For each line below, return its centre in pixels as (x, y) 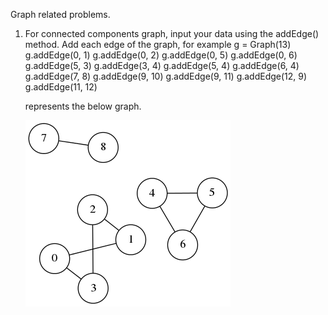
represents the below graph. (83, 106)
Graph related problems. (60, 14)
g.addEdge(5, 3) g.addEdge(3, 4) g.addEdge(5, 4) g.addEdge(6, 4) (162, 65)
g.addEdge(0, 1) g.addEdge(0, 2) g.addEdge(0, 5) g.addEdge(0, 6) (161, 55)
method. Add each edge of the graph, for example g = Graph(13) (158, 44)
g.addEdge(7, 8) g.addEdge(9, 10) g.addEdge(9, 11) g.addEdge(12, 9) (166, 76)
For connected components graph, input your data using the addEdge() (172, 33)
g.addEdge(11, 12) (61, 87)
